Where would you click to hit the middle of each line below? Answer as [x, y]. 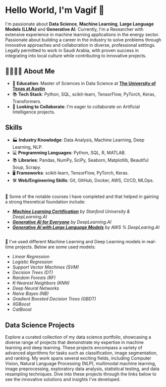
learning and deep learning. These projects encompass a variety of [74, 348]
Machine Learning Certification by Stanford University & [71, 211]
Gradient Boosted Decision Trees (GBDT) [54, 299]
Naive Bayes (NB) [30, 293]
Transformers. [27, 101]
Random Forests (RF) [34, 278]
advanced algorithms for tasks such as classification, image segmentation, [81, 353]
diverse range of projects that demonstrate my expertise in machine [74, 342]
